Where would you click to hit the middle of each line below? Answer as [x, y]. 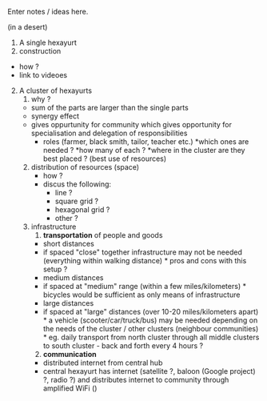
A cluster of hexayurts [56, 90]
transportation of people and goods [103, 235]
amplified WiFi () [70, 388]
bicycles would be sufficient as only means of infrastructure [141, 295]
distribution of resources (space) [85, 167]
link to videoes [43, 75]
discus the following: [77, 184]
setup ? [55, 269]
